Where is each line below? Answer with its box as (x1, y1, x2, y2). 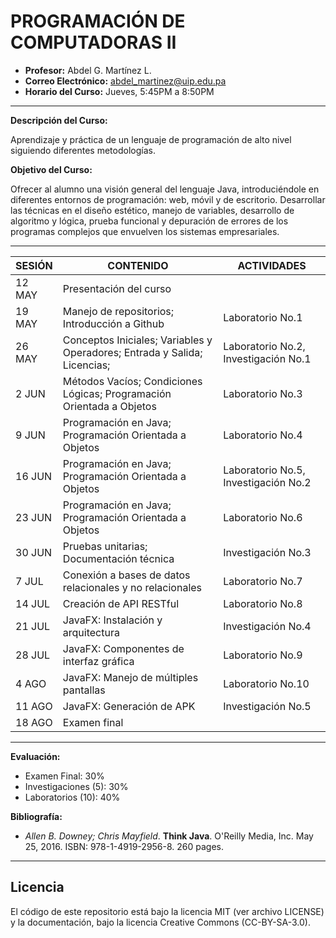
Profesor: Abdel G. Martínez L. (24, 64, 152, 76)
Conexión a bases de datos (62, 568, 191, 582)
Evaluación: (10, 750, 61, 762)
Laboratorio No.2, (223, 339, 306, 353)
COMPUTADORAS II (10, 31, 177, 54)
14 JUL (15, 596, 51, 610)
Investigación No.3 (223, 545, 312, 559)
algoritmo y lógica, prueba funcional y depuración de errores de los (10, 215, 289, 227)
